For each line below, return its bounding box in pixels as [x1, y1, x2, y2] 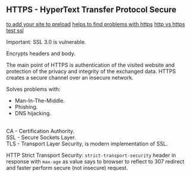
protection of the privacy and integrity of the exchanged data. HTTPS [6, 68, 176, 75]
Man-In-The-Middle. [14, 97, 65, 104]
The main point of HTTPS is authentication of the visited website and [6, 61, 175, 68]
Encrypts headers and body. [6, 50, 76, 57]
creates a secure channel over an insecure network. [6, 74, 134, 81]
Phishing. [14, 103, 38, 110]
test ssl [6, 27, 24, 34]
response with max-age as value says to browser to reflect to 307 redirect [6, 157, 184, 165]
